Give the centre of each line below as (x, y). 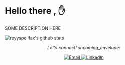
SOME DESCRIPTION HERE (33, 28)
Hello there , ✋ (35, 11)
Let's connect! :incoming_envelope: (84, 47)
